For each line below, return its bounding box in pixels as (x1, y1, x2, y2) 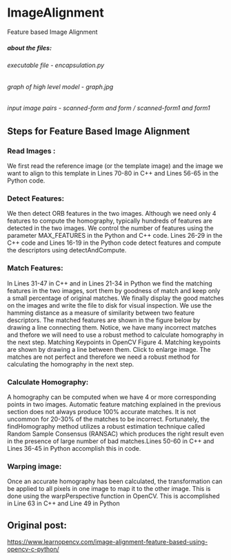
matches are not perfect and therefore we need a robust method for (7, 353, 200, 361)
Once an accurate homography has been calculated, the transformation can (7, 477, 223, 485)
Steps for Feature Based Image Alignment (7, 125, 190, 137)
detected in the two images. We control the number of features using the (7, 224, 214, 232)
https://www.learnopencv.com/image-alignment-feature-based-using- (7, 538, 208, 546)
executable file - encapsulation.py (7, 61, 105, 69)
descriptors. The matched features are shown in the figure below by (7, 316, 201, 324)
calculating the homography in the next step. (7, 360, 134, 368)
